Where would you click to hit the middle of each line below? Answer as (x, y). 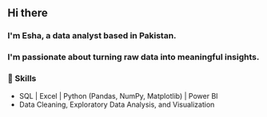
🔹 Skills (22, 79)
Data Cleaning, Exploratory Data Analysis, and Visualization (117, 104)
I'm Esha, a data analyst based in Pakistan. (92, 36)
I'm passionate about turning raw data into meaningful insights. (133, 57)
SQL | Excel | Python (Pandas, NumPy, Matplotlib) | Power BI (118, 96)
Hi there (28, 13)
